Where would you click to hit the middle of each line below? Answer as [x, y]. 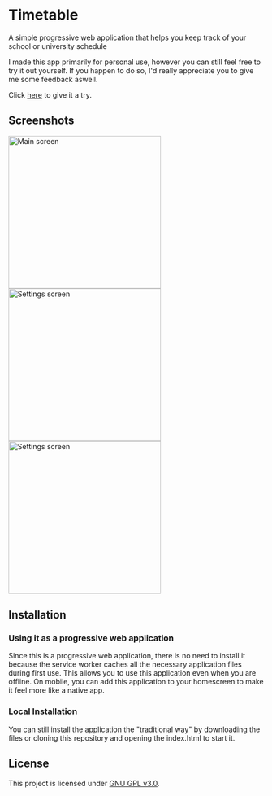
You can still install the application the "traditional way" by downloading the [134, 729]
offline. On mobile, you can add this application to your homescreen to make [136, 682]
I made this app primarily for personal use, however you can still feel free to [135, 62]
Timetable [43, 15]
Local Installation [43, 711]
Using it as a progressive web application [91, 638]
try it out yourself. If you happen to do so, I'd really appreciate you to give [131, 70]
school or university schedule [58, 46]
